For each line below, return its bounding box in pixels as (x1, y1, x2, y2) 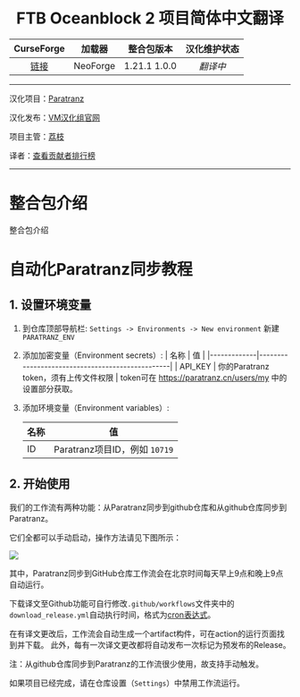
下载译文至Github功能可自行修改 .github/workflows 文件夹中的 (9, 598, 235, 608)
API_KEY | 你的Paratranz (179, 361, 270, 371)
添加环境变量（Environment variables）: (21, 402, 170, 412)
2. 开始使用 (9, 476, 71, 492)
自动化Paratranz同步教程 (9, 259, 194, 280)
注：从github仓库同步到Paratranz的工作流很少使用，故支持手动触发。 (9, 659, 264, 669)
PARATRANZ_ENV (21, 333, 75, 342)
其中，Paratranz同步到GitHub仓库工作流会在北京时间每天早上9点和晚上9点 (9, 567, 284, 578)
